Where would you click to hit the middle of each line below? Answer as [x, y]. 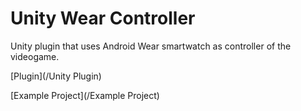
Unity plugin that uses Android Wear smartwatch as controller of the [151, 46]
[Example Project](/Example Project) [85, 95]
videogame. [35, 56]
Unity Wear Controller [103, 18]
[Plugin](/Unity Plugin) [56, 76]
